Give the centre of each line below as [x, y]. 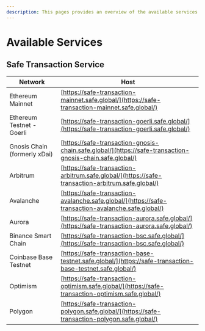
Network [32, 82]
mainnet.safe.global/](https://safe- [111, 100]
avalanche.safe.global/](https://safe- [114, 200]
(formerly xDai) [31, 154]
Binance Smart [31, 236]
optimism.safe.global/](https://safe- [112, 286]
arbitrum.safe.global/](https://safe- [111, 175]
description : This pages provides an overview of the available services [102, 12]
